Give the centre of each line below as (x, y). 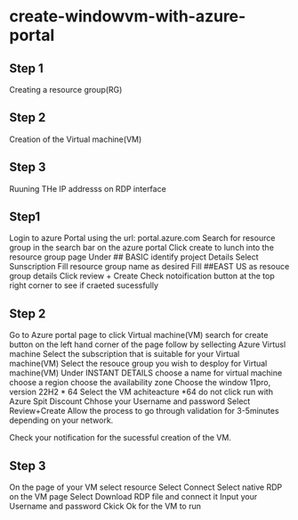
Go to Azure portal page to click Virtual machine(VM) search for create (139, 335)
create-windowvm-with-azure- (128, 17)
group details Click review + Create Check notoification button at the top (142, 276)
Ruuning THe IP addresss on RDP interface (88, 188)
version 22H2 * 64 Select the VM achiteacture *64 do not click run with (141, 392)
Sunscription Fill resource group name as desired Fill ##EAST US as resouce (149, 267)
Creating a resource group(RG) (66, 90)
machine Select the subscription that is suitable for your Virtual (125, 354)
